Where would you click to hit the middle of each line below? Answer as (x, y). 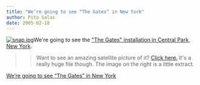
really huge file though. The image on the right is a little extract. (115, 64)
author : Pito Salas (31, 17)
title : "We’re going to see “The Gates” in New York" (76, 12)
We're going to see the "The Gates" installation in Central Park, (112, 40)
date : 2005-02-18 (28, 23)
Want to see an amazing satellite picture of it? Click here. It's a (114, 58)
